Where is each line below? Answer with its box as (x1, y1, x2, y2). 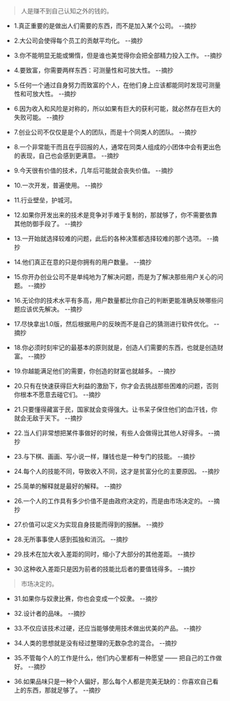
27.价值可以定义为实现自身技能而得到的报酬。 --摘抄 (13, 520, 164, 529)
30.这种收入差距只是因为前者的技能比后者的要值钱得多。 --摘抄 (13, 565, 196, 573)
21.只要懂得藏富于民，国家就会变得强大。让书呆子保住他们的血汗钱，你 (13, 405, 218, 414)
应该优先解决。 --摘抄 (20, 305, 83, 313)
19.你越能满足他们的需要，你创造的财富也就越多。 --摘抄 (13, 367, 176, 375)
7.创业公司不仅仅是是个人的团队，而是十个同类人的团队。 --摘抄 (13, 128, 197, 136)
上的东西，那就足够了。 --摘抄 (13, 686, 101, 694)
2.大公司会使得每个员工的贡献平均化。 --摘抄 (13, 36, 144, 45)
